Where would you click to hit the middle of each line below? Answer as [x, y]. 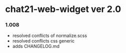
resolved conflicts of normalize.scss [50, 35]
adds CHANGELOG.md [36, 46]
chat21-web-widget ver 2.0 [63, 9]
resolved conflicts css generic [43, 41]
